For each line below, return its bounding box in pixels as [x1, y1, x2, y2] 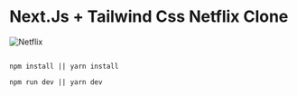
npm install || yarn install [9, 62, 119, 71]
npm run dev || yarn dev [9, 77, 103, 87]
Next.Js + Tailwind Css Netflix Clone [9, 6, 289, 27]
